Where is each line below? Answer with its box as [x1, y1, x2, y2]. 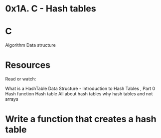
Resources [5, 60, 51, 71]
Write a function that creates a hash [5, 114, 157, 125]
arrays [5, 96, 18, 102]
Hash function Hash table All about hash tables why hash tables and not [5, 91, 153, 97]
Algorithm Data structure [5, 42, 56, 48]
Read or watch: [5, 76, 36, 82]
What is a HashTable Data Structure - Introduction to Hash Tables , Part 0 [5, 85, 156, 92]
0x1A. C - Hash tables [5, 3, 96, 14]
